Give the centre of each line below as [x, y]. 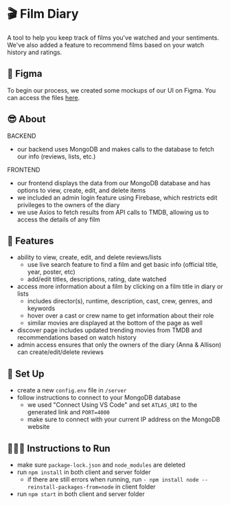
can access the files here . [44, 97]
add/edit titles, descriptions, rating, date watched [97, 279]
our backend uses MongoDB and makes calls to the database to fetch [116, 149]
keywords [41, 308]
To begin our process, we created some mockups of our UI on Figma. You [112, 90]
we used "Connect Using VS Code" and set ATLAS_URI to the [112, 405]
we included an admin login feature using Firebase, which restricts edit [117, 198]
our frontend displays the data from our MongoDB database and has [114, 183]
